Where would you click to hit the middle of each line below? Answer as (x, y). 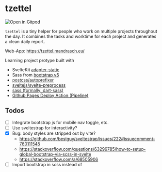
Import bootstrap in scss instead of (47, 164)
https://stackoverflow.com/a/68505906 (59, 159)
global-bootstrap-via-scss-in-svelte (55, 154)
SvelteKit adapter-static (36, 70)
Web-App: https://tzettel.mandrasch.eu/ (45, 51)
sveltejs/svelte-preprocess (39, 85)
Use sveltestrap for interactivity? (45, 128)
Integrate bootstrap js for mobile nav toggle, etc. (60, 122)
